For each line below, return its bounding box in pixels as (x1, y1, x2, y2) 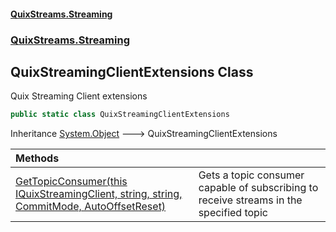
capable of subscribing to (198, 181, 319, 195)
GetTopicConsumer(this (15, 175, 128, 189)
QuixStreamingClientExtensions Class (10, 63, 254, 80)
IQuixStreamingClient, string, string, (15, 187, 183, 201)
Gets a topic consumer (198, 168, 305, 182)
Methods (15, 151, 60, 165)
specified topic (198, 206, 268, 220)
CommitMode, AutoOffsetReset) (15, 200, 167, 214)
